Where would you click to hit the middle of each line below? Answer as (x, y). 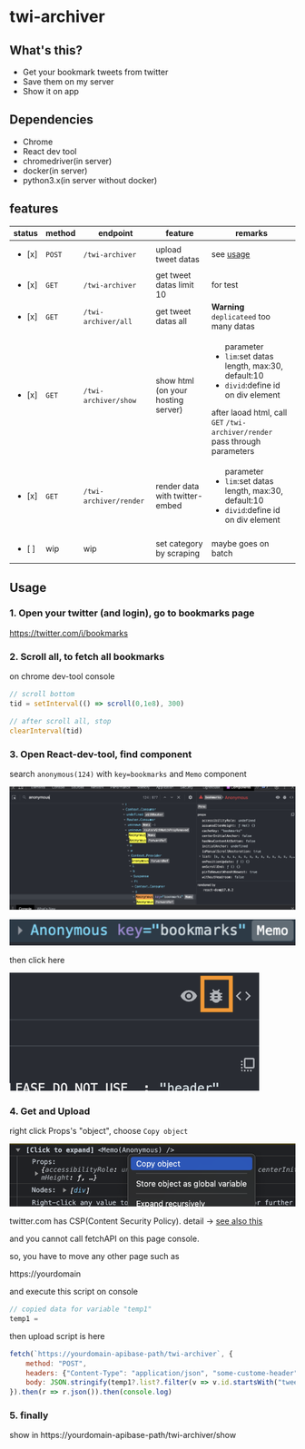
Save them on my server (68, 82)
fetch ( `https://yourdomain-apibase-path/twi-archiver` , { (121, 1354)
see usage (231, 254)
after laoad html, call (250, 413)
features (34, 209)
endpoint (116, 233)
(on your (172, 390)
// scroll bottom (42, 695)
